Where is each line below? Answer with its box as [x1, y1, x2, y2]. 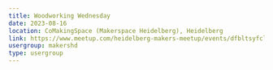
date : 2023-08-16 [8, 19, 67, 27]
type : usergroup [8, 49, 63, 57]
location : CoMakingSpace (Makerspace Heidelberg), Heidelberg [8, 27, 223, 35]
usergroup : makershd [8, 42, 79, 50]
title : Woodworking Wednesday [8, 11, 111, 20]
